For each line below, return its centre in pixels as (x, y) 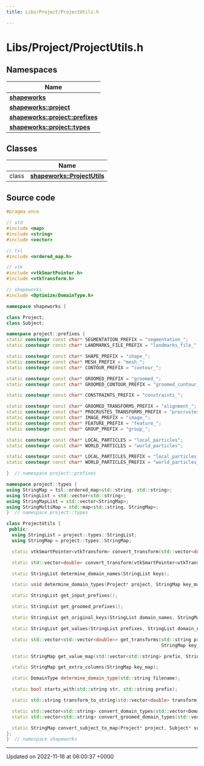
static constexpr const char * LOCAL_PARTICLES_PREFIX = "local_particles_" (104, 457)
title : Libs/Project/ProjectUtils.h (53, 12)
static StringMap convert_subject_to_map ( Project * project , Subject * (101, 728)
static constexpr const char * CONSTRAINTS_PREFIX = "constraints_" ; (95, 395)
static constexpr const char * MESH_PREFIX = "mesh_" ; (76, 362)
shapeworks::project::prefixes (54, 117)
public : (19, 530)
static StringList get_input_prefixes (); (65, 596)
